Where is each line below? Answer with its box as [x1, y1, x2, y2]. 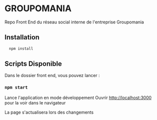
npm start [4, 85, 28, 90]
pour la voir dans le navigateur [4, 100, 66, 105]
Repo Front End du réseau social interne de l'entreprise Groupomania [4, 19, 144, 25]
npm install [9, 46, 34, 51]
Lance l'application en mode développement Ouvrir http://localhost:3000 [4, 95, 152, 100]
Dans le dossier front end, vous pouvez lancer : [4, 73, 100, 79]
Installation [4, 33, 40, 41]
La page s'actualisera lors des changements [4, 109, 94, 115]
